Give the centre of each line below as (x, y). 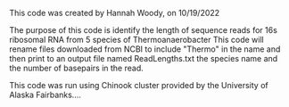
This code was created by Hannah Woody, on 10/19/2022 (115, 13)
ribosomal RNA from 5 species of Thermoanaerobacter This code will (137, 40)
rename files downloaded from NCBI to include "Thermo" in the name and (145, 49)
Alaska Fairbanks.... (45, 95)
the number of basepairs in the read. (77, 68)
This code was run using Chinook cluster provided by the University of (139, 85)
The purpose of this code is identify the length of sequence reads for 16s (144, 30)
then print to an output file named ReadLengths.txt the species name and (144, 58)
